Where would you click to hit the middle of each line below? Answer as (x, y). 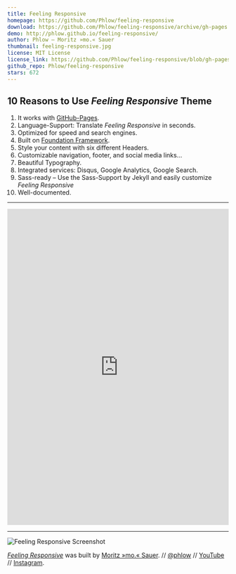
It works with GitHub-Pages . (58, 118)
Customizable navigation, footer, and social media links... (100, 155)
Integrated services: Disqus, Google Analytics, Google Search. (107, 170)
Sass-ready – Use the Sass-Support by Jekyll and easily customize (114, 178)
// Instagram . (26, 563)
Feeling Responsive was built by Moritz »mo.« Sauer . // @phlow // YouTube (116, 555)
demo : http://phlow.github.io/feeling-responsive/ (83, 33)
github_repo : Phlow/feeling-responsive (66, 66)
